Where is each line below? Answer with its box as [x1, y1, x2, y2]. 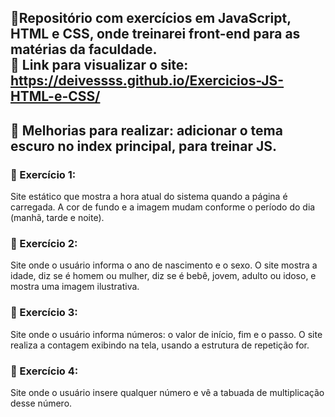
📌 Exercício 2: [10, 237, 78, 250]
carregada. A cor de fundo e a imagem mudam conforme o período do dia [10, 201, 316, 213]
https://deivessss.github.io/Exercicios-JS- [10, 72, 285, 90]
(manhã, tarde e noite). [10, 212, 105, 224]
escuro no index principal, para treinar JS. [10, 137, 277, 155]
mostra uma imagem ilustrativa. [10, 281, 140, 293]
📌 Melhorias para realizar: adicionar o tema [10, 122, 283, 139]
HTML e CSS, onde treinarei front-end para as [10, 26, 301, 43]
